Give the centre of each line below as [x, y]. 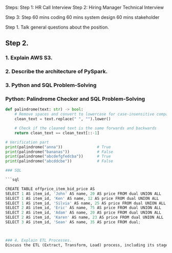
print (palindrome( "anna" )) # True [58, 147]
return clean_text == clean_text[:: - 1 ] [57, 133]
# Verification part [27, 142]
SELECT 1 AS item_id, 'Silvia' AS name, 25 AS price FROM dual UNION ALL [86, 203]
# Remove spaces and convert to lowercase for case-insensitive [84, 114]
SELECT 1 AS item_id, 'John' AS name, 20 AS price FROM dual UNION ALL [83, 194]
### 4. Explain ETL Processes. [39, 240]
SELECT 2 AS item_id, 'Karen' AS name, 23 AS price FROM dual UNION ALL [84, 217]
